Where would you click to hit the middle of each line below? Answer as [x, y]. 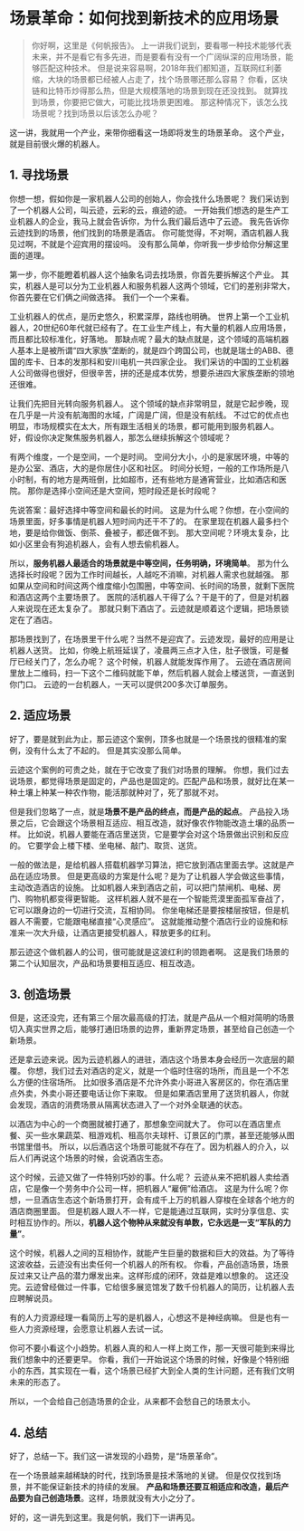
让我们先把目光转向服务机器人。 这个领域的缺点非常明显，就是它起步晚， [145, 403]
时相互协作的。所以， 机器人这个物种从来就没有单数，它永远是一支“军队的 [146, 1222]
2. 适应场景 [40, 716]
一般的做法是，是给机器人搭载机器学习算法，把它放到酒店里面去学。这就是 [148, 865]
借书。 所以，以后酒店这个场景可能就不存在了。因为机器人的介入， [157, 1147]
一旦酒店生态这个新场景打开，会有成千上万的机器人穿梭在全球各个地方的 [160, 1200]
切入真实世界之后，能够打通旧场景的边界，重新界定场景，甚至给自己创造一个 [152, 1029]
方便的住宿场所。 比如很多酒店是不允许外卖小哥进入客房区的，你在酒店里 [153, 1082]
